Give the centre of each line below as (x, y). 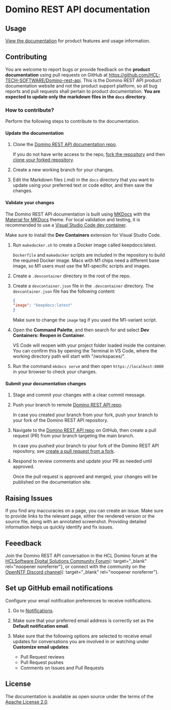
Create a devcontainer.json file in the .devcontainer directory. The (83, 286)
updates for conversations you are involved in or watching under (81, 641)
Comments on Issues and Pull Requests (62, 668)
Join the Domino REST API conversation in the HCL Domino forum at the (81, 555)
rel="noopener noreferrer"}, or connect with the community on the (76, 566)
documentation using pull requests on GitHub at (57, 75)
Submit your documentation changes (46, 383)
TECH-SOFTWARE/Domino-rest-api (43, 80)
